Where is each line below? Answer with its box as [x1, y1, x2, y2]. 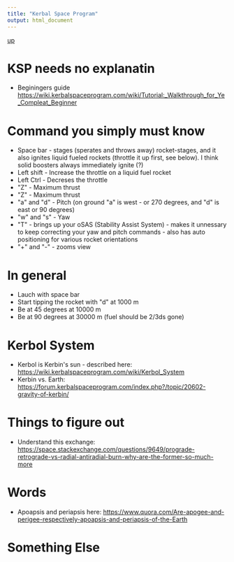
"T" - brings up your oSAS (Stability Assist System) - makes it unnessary [17, 220, 227, 229]
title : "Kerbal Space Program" [7, 10, 98, 17]
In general [7, 267, 67, 283]
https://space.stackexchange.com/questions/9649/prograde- [17, 445, 196, 454]
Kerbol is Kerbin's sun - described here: [17, 360, 133, 369]
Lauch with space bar [17, 290, 80, 299]
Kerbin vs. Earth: [17, 375, 66, 384]
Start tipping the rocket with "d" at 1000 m [17, 298, 139, 307]
